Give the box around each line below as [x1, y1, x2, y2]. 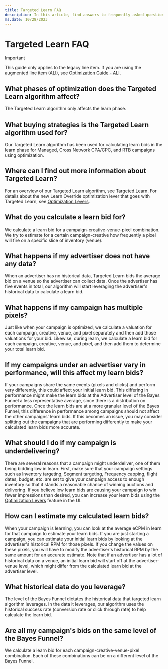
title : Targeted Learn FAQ [5, 7, 61, 13]
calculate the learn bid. [5, 612, 52, 618]
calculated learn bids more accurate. [5, 424, 81, 430]
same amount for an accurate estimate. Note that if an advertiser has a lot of [5, 552, 162, 558]
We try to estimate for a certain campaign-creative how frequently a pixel [5, 232, 156, 238]
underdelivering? [5, 447, 60, 455]
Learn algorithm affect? [5, 92, 80, 101]
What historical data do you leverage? [5, 583, 126, 591]
